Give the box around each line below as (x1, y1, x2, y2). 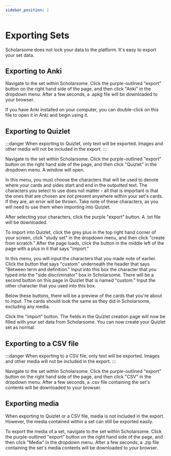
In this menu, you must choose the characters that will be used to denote (5, 177, 159, 183)
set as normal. (5, 324, 35, 330)
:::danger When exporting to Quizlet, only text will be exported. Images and (5, 140, 163, 147)
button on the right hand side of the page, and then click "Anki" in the (5, 86, 152, 92)
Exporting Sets (5, 29, 70, 41)
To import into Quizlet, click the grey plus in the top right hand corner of (5, 229, 156, 236)
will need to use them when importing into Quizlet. (5, 204, 111, 210)
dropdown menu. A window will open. (5, 167, 85, 173)
